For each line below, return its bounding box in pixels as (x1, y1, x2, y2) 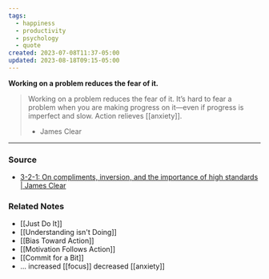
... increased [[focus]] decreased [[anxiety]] (19, 261, 166, 271)
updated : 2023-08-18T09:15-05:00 (8, 57, 120, 65)
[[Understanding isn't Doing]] (19, 228, 118, 237)
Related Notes (8, 201, 65, 212)
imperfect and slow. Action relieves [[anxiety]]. (27, 111, 183, 120)
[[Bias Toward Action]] (19, 236, 94, 245)
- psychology (15, 34, 59, 42)
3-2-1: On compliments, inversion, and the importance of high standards (19, 172, 259, 182)
